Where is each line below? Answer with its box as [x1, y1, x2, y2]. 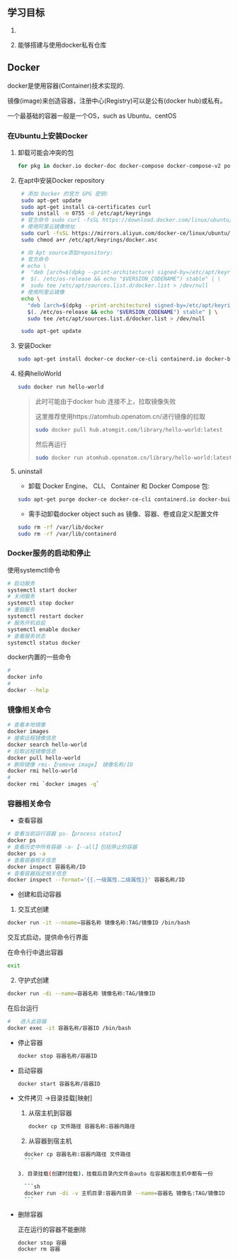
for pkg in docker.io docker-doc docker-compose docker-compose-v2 [17, 162, 221, 169]
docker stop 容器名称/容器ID [17, 1052, 98, 1059]
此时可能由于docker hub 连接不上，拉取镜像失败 [35, 397, 176, 406]
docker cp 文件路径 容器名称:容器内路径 [28, 1123, 136, 1130]
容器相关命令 [7, 798, 52, 808]
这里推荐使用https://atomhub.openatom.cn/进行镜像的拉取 [35, 412, 205, 421]
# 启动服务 [7, 580, 35, 587]
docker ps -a [7, 849, 46, 857]
